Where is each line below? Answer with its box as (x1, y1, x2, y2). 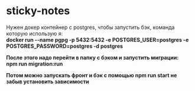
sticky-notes (6, 4, 70, 18)
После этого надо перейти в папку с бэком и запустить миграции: (6, 54, 179, 61)
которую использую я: (6, 30, 63, 37)
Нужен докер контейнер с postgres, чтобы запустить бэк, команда (6, 24, 175, 31)
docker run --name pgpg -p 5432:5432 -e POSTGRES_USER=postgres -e (6, 36, 189, 43)
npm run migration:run (6, 60, 63, 67)
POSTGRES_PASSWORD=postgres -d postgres (6, 43, 123, 50)
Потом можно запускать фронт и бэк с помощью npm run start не (6, 71, 177, 79)
